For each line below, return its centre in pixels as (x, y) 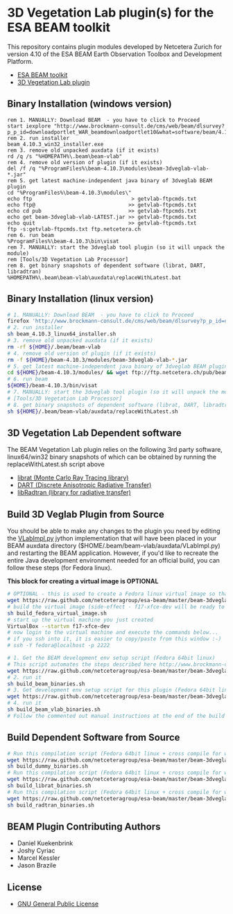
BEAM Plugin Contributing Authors (84, 826)
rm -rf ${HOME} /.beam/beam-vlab (54, 347)
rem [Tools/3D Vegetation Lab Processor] (68, 259)
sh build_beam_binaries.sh (46, 684)
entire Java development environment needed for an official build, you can (114, 561)
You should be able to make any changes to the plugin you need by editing (114, 531)
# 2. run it (24, 677)
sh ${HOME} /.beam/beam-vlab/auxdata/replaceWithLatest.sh (93, 411)
